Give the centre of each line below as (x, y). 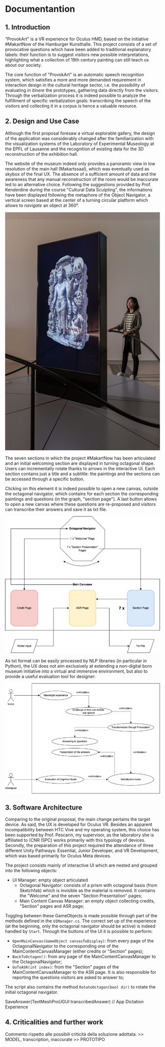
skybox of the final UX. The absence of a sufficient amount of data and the (81, 174)
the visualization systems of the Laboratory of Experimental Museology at (80, 143)
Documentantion (40, 9)
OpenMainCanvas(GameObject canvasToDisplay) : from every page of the (83, 941)
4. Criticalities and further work (54, 1022)
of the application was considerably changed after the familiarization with (79, 138)
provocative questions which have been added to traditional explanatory (78, 49)
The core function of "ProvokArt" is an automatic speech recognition (75, 74)
